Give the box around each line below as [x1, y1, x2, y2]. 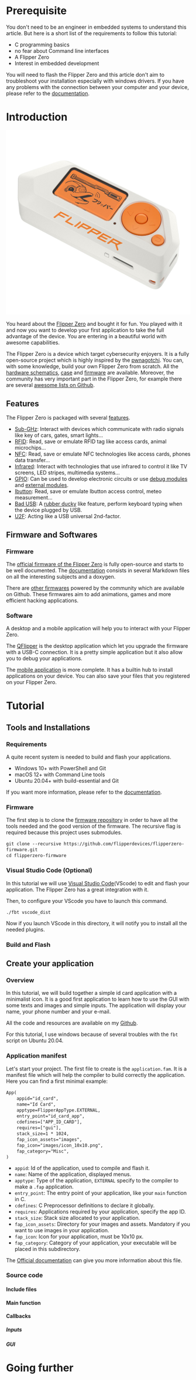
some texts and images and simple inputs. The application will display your [6, 1002, 187, 1009]
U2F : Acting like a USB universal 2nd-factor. [14, 513, 121, 520]
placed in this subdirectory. [14, 1245, 81, 1252]
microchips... [14, 444, 46, 451]
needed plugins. [6, 926, 45, 933]
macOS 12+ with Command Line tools [14, 771, 105, 778]
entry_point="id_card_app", [16, 1113, 85, 1119]
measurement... [14, 494, 53, 501]
